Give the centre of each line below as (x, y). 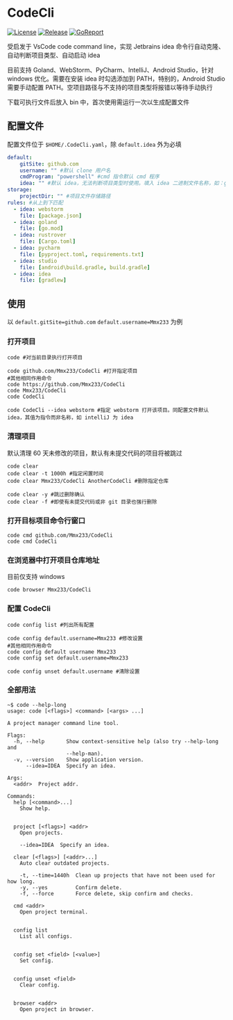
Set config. (37, 961)
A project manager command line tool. (63, 723)
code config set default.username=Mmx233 (68, 658)
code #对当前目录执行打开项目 (45, 358)
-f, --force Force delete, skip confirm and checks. (107, 893)
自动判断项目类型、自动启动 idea (54, 55)
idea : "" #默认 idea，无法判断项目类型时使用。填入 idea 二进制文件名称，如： (122, 183)
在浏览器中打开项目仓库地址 (53, 560)
